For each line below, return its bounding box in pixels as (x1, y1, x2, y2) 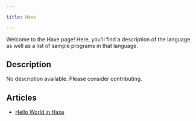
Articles (6, 92, 37, 102)
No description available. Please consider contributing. (6, 75, 143, 83)
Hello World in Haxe (14, 108, 65, 116)
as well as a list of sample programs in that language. (6, 42, 139, 49)
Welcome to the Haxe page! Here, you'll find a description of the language (6, 35, 191, 43)
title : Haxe (6, 14, 36, 20)
